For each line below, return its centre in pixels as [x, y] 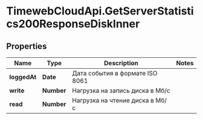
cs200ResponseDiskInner [73, 24]
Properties [27, 46]
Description [121, 63]
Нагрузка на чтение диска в [113, 100]
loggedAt [23, 77]
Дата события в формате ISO [115, 73]
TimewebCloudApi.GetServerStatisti [100, 11]
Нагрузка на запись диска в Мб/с [121, 90]
